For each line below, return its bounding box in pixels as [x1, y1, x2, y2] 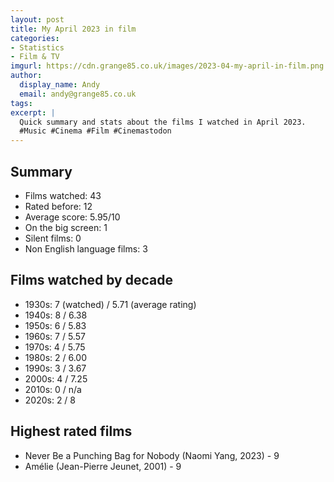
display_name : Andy [19, 80, 101, 90]
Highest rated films [10, 423, 133, 440]
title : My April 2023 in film [10, 24, 137, 34]
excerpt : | [10, 107, 56, 118]
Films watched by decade [10, 272, 173, 289]
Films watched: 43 [24, 189, 102, 201]
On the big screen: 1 [24, 221, 108, 233]
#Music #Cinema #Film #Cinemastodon [19, 126, 172, 136]
